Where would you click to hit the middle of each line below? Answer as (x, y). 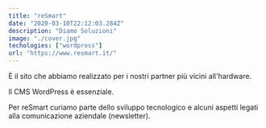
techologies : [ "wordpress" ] (56, 46)
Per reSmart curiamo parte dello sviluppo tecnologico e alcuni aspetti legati (133, 107)
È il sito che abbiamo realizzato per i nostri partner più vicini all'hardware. (130, 76)
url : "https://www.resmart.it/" (62, 53)
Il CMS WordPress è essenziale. (61, 92)
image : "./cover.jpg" (45, 38)
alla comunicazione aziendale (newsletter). (79, 116)
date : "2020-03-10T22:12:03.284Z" (66, 23)
